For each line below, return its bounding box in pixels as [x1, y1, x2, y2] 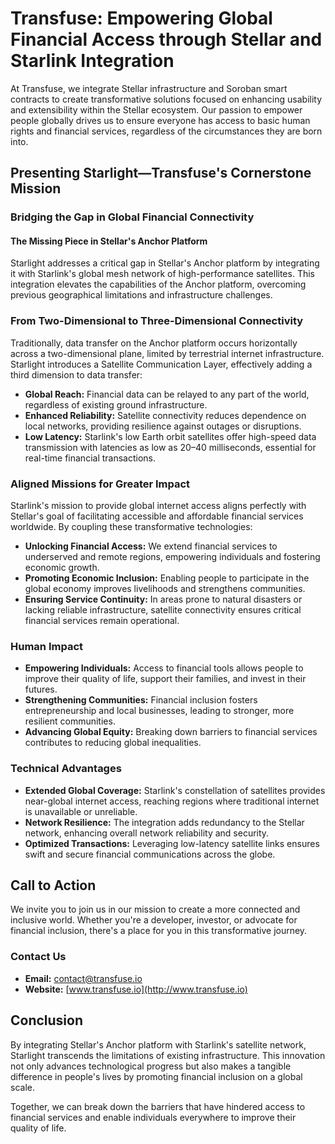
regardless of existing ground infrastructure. [24, 398, 208, 411]
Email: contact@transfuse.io [24, 972, 143, 984]
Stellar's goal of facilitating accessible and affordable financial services [10, 510, 304, 522]
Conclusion [10, 1012, 84, 1029]
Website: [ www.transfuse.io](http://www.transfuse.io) [24, 983, 248, 995]
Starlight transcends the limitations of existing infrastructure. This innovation [10, 1049, 326, 1061]
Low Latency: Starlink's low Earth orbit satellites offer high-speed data [24, 430, 317, 442]
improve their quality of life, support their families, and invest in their [24, 673, 307, 685]
